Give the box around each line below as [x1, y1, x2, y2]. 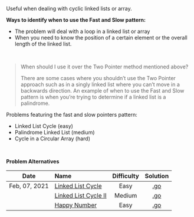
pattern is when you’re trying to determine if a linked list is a [20, 94, 166, 100]
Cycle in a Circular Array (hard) [14, 135, 90, 142]
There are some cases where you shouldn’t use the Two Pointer [20, 75, 176, 81]
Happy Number [54, 201, 97, 209]
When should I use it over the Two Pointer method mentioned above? [20, 63, 189, 70]
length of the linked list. [14, 41, 72, 47]
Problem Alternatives [6, 158, 60, 165]
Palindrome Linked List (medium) [14, 129, 95, 136]
